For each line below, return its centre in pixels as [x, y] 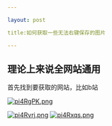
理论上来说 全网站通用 [54, 69]
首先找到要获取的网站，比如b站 [53, 87]
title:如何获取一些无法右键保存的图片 [57, 32]
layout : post [27, 20]
